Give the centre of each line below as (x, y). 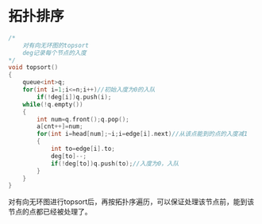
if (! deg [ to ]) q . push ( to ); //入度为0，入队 (115, 164)
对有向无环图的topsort (56, 45)
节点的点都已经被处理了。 (50, 212)
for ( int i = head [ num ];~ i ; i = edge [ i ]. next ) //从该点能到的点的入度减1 (142, 134)
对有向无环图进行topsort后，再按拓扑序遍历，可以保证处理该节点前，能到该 (131, 202)
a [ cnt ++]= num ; (60, 127)
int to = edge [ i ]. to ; (83, 149)
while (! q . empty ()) (53, 104)
